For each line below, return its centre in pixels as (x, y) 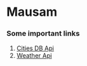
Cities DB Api (35, 48)
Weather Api (34, 56)
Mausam (32, 12)
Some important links (43, 34)
